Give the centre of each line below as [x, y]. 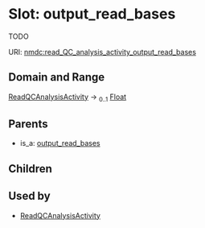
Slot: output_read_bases [92, 14]
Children [30, 169]
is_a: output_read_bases [60, 143]
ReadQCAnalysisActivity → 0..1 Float [68, 97]
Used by [29, 196]
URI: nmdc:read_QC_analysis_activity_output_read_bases [102, 52]
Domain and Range [57, 77]
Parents [28, 124]
